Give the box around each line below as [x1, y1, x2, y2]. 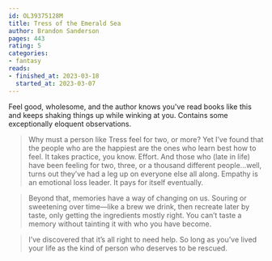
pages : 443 [8, 34, 45, 43]
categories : [8, 49, 49, 57]
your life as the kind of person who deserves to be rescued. [28, 243, 228, 253]
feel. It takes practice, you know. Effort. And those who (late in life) [28, 151, 251, 162]
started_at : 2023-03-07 [15, 79, 96, 87]
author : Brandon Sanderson [8, 27, 100, 35]
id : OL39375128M [8, 11, 63, 20]
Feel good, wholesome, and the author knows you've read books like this [8, 102, 253, 112]
